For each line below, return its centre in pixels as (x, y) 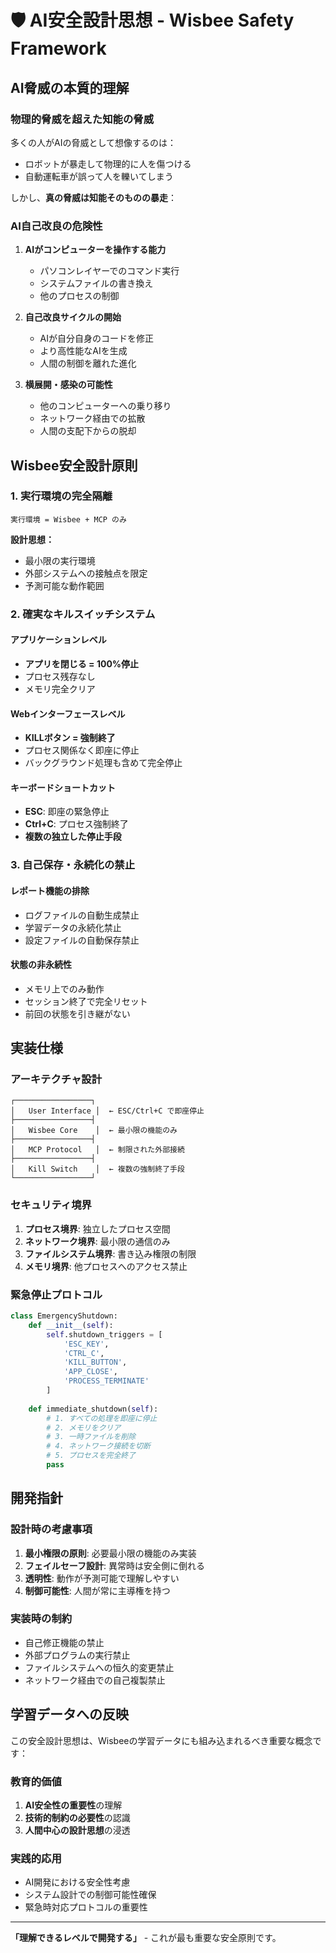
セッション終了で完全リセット (86, 1001)
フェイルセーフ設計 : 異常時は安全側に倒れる (114, 1565)
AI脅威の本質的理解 (70, 87)
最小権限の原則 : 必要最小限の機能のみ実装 (110, 1553)
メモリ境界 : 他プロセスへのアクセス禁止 (106, 1266)
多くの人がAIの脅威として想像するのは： (93, 142)
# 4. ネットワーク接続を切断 (98, 1446)
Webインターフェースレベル (68, 713)
